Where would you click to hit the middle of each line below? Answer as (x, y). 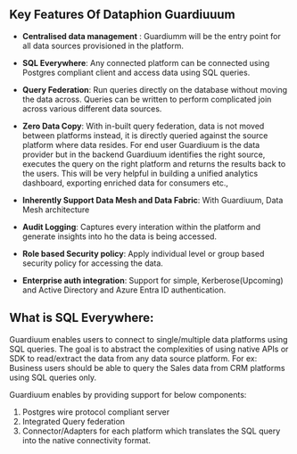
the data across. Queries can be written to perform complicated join (147, 99)
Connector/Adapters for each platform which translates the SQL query (151, 431)
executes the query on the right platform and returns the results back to (154, 163)
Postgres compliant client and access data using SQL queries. (136, 72)
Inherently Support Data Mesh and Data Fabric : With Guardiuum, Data (153, 200)
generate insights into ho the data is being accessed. (119, 236)
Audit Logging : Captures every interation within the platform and (141, 227)
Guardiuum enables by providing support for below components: (128, 394)
